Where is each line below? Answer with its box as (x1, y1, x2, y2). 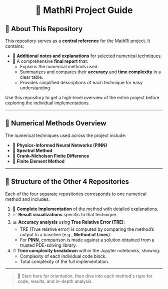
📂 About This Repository (5, 25, 83, 33)
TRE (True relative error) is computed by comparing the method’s (19, 226, 154, 232)
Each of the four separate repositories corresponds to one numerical (5, 191, 146, 197)
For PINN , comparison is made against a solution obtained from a (19, 237, 154, 243)
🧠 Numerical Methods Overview (5, 119, 106, 127)
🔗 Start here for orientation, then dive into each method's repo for (17, 273, 153, 279)
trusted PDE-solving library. (19, 242, 77, 248)
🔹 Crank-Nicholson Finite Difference (12, 153, 89, 159)
